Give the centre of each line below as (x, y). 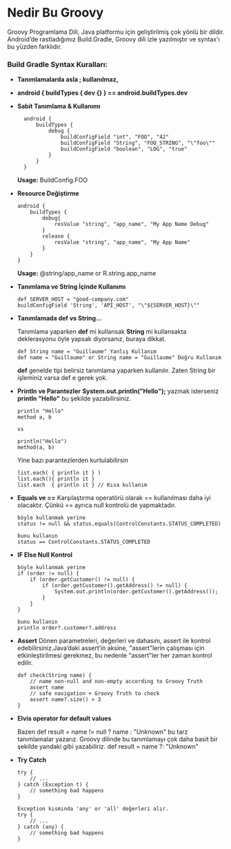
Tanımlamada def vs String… (59, 318)
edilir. (25, 663)
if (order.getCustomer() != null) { (82, 580)
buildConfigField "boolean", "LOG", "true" (124, 149)
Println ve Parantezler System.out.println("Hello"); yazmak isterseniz (118, 391)
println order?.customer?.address (67, 628)
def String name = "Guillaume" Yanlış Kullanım (87, 352)
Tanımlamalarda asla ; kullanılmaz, (68, 79)
